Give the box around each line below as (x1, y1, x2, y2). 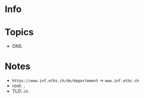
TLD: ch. (12, 88, 31, 94)
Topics (5, 27, 34, 38)
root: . (12, 83, 26, 89)
